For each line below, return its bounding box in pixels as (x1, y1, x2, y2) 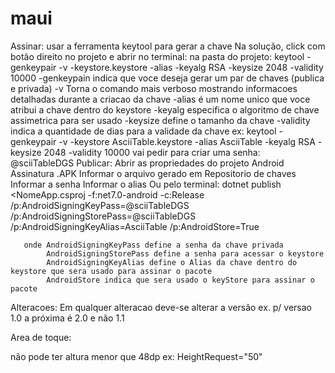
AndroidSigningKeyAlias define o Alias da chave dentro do (46, 257, 298, 267)
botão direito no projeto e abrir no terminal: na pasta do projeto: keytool (10, 50, 305, 62)
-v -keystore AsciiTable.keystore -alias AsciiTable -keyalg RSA (58, 135, 316, 147)
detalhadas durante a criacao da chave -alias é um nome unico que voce (10, 93, 311, 105)
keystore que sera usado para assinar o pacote (10, 266, 213, 276)
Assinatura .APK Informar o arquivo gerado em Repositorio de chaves (10, 167, 297, 179)
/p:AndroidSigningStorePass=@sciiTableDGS (10, 210, 197, 222)
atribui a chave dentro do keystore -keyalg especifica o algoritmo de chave (10, 103, 320, 116)
